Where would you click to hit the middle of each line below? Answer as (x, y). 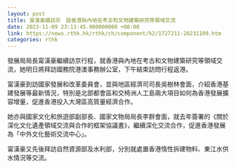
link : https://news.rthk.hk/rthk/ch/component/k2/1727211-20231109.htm (114, 33)
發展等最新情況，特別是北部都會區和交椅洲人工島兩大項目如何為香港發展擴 (121, 93)
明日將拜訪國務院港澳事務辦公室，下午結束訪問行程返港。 (109, 69)
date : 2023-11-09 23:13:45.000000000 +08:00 (73, 27)
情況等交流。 (32, 157)
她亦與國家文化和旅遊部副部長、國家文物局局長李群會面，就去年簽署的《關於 (118, 117)
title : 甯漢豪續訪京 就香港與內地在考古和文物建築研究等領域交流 (92, 20)
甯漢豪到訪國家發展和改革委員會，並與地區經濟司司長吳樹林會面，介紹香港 (115, 84)
